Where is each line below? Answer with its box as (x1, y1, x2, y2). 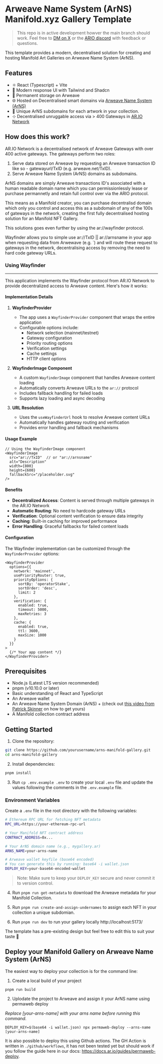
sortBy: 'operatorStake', (17, 581, 70, 586)
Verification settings (26, 345, 67, 352)
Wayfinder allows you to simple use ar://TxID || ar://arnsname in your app (5, 234, 151, 240)
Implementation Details (5, 294, 53, 300)
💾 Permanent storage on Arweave (12, 92, 80, 98)
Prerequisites (5, 667, 47, 676)
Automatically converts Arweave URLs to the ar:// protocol (19, 385, 139, 391)
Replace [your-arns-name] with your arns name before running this (5, 1010, 141, 1016)
